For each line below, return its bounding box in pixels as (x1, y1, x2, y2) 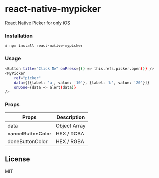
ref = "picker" (14, 76, 41, 81)
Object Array (56, 122, 86, 129)
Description (56, 114, 85, 121)
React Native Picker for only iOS (5, 20, 71, 26)
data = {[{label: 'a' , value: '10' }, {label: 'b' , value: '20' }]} (14, 80, 150, 85)
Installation (5, 32, 33, 39)
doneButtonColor (7, 138, 48, 145)
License (5, 155, 30, 164)
